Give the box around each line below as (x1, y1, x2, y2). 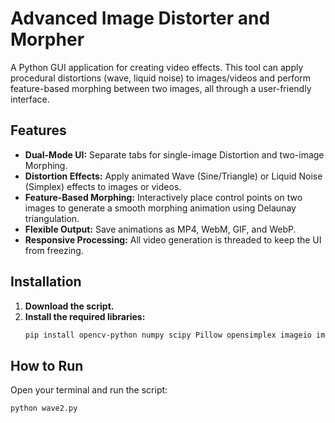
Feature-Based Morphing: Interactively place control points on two (24, 191, 303, 203)
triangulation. (24, 212, 80, 224)
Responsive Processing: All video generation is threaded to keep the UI (24, 233, 322, 246)
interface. (10, 93, 50, 105)
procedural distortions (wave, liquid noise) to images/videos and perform (10, 72, 312, 84)
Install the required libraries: (24, 310, 146, 322)
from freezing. (24, 244, 84, 256)
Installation (10, 273, 82, 291)
